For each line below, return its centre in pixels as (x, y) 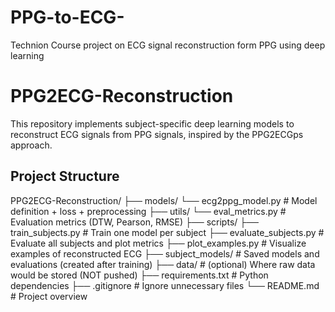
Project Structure (65, 176)
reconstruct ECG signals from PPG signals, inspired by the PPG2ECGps (157, 134)
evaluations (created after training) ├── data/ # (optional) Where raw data (163, 264)
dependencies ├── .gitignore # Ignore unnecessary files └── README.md (165, 285)
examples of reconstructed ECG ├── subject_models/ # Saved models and (165, 253)
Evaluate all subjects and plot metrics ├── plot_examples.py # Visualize (158, 243)
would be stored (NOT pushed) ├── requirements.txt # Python (139, 275)
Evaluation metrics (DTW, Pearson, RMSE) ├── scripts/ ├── (135, 222)
